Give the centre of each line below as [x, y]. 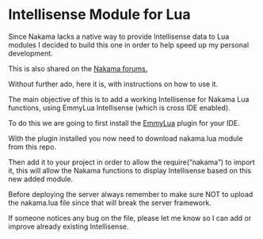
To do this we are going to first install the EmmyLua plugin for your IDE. [124, 123]
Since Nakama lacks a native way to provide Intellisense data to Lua [119, 36]
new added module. [41, 179]
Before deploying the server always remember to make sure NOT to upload [131, 194]
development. [30, 53]
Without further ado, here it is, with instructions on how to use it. [113, 84]
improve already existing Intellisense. [69, 226]
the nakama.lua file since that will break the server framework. [110, 203]
